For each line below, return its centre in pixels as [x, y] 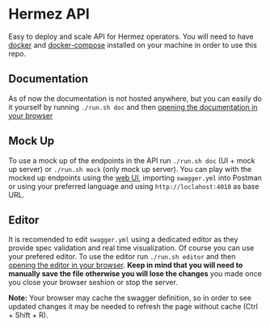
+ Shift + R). [28, 315]
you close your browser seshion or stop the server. [93, 283]
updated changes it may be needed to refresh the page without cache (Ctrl [133, 307]
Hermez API [49, 14]
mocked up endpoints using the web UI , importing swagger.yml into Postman [135, 178]
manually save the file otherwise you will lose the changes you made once [135, 274]
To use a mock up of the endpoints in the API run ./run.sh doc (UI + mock [132, 160]
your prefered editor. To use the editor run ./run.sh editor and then [122, 257]
